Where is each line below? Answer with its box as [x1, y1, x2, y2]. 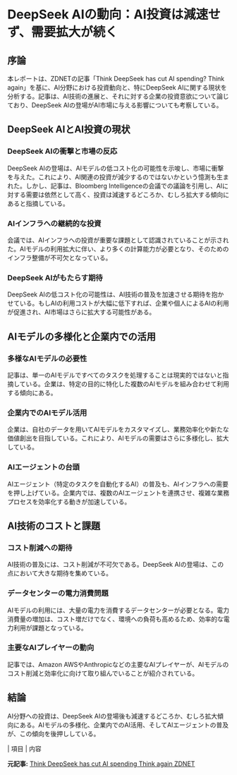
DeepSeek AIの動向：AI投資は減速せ [7, 6, 221, 23]
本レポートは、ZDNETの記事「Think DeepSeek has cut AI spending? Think [7, 75, 225, 83]
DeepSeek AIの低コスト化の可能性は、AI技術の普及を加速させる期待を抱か [7, 290, 224, 299]
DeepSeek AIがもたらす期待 [7, 272, 104, 282]
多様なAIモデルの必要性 [7, 354, 87, 364]
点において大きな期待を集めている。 [7, 569, 113, 577]
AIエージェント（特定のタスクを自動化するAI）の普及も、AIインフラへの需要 [7, 479, 229, 488]
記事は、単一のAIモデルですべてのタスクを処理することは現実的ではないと [7, 371, 223, 379]
